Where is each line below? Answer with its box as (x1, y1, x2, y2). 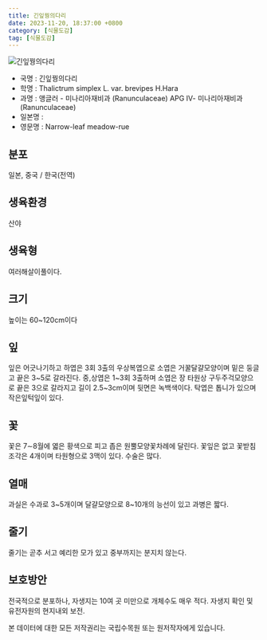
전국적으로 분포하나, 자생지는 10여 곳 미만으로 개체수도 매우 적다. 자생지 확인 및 (8, 595, 253, 606)
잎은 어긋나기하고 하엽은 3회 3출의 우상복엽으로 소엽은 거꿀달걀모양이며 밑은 (8, 363, 245, 373)
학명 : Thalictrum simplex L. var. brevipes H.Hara (19, 84, 179, 93)
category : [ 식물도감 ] (8, 26, 73, 34)
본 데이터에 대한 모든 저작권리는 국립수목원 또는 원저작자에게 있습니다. (8, 622, 226, 632)
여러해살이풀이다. (8, 266, 62, 276)
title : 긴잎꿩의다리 (8, 11, 66, 20)
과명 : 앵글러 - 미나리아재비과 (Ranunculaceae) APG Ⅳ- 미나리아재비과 (19, 93, 243, 104)
